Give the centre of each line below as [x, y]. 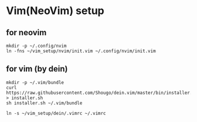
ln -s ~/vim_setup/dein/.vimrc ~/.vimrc [56, 113]
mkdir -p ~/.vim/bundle [35, 82]
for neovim [26, 33]
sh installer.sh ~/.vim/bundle [44, 103]
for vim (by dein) [37, 69]
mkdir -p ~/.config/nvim [36, 46]
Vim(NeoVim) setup [55, 11]
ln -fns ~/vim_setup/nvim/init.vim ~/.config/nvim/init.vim [81, 51]
